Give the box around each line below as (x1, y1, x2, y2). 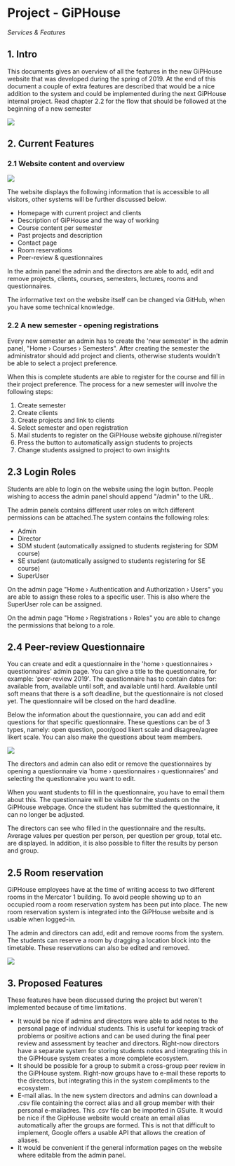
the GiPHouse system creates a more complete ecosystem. (17, 1054, 189, 1062)
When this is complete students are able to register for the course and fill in (7, 372, 225, 381)
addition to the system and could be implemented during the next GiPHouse (7, 89, 227, 97)
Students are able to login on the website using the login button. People (7, 484, 214, 493)
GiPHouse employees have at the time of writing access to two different (7, 886, 215, 894)
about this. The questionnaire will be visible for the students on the (7, 796, 200, 804)
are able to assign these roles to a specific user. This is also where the (7, 592, 210, 601)
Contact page (17, 238, 58, 247)
